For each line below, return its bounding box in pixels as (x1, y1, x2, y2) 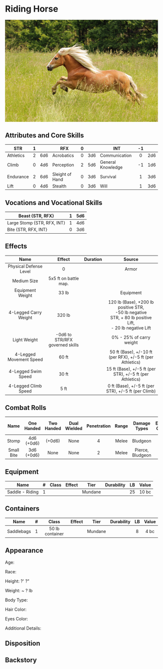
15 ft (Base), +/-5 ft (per (106, 366, 156, 372)
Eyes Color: (5, 616, 28, 621)
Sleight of (52, 171, 72, 177)
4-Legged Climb (8, 383, 42, 389)
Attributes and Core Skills (5, 131, 84, 139)
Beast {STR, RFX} (18, 213, 54, 219)
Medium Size (12, 278, 38, 284)
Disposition (5, 639, 40, 648)
